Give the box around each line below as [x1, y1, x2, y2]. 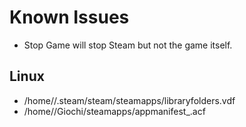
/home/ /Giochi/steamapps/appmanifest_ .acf [23, 105, 206, 117]
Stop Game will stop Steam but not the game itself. [23, 39, 233, 51]
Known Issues [9, 6, 130, 29]
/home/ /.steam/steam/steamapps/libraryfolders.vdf [23, 94, 236, 106]
